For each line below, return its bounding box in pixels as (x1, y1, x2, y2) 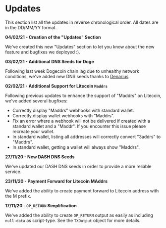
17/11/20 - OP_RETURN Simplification (5, 202, 77, 208)
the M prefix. (5, 193, 31, 199)
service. (5, 169, 22, 175)
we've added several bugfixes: (5, 97, 68, 104)
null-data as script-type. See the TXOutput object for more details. (5, 217, 141, 223)
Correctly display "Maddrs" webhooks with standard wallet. (12, 107, 134, 113)
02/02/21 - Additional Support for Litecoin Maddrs (5, 83, 108, 89)
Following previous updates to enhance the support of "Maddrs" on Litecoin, (5, 92, 162, 98)
